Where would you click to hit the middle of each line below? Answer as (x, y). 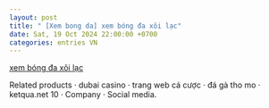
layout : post (34, 17)
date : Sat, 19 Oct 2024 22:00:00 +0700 (84, 34)
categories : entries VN (54, 42)
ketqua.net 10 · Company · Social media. (83, 95)
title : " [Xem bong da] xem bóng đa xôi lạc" (95, 26)
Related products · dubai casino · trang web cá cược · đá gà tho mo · (135, 85)
